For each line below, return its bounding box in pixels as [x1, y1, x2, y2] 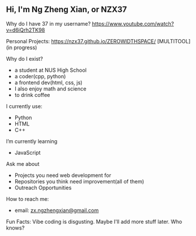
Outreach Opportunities [14, 184, 72, 191]
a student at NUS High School [14, 67, 87, 74]
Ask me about [6, 160, 40, 167]
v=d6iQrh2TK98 [6, 26, 46, 33]
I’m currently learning [6, 137, 57, 145]
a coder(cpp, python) [14, 72, 66, 79]
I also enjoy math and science [14, 85, 87, 92]
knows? [6, 224, 25, 231]
